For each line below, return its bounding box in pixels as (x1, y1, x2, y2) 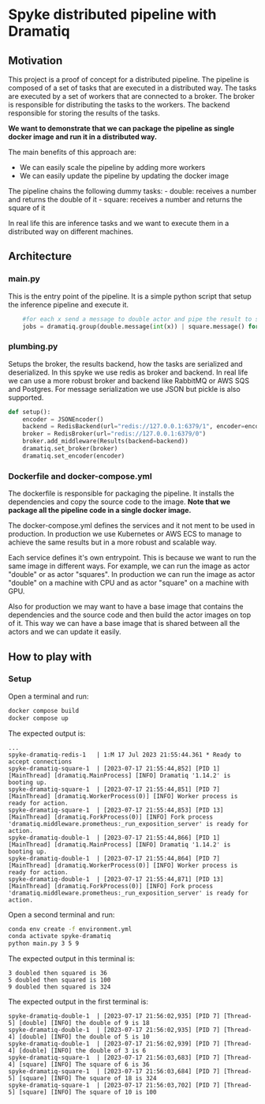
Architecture (8, 250, 73, 263)
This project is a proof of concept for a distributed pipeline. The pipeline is (8, 75, 250, 84)
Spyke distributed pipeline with (8, 6, 217, 24)
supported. (8, 393, 44, 402)
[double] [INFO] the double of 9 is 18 (18, 1019, 150, 1027)
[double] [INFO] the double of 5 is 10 (18, 1033, 150, 1041)
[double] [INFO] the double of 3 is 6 (18, 1047, 147, 1055)
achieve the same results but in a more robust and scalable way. (8, 537, 217, 547)
